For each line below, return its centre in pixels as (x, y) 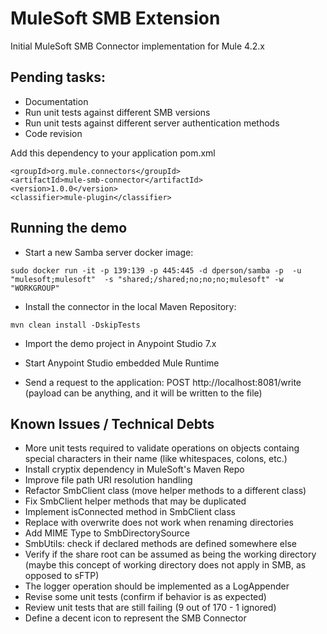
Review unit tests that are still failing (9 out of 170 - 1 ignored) (150, 608)
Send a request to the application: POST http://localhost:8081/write (163, 382)
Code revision (53, 133)
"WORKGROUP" (35, 288)
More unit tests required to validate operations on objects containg (162, 448)
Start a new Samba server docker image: (109, 252)
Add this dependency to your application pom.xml (113, 153)
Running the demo (69, 228)
